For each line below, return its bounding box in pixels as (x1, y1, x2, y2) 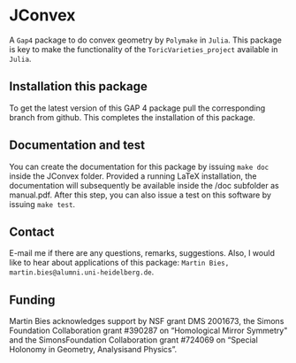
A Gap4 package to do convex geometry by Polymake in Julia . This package (9, 35, 283, 45)
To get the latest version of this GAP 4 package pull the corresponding (9, 103, 266, 113)
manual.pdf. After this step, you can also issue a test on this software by (9, 189, 272, 200)
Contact (9, 224, 55, 239)
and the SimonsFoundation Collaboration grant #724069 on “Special (9, 335, 258, 345)
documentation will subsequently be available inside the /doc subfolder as (9, 180, 280, 190)
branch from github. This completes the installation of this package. (9, 112, 256, 122)
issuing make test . (9, 198, 76, 209)
